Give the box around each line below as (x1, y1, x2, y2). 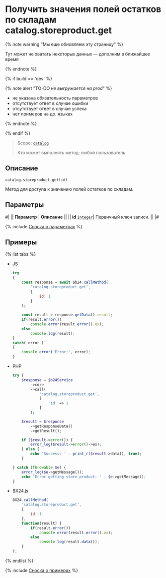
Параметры (5, 201, 44, 209)
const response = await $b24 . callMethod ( (21, 280, 108, 285)
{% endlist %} (5, 558, 34, 564)
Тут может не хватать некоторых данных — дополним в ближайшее (5, 51, 151, 57)
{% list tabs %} (5, 251, 36, 257)
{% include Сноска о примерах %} (5, 567, 79, 573)
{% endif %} (5, 130, 31, 136)
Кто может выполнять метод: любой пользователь (17, 149, 126, 155)
